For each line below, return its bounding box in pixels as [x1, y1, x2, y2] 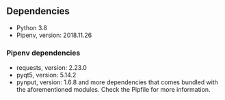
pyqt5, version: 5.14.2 [16, 71, 77, 79]
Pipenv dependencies [6, 48, 81, 58]
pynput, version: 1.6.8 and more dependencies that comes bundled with [16, 78, 218, 86]
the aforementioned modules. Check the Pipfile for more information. [16, 86, 211, 94]
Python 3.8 [16, 23, 47, 32]
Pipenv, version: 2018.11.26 [16, 31, 92, 39]
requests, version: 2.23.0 [16, 64, 87, 72]
